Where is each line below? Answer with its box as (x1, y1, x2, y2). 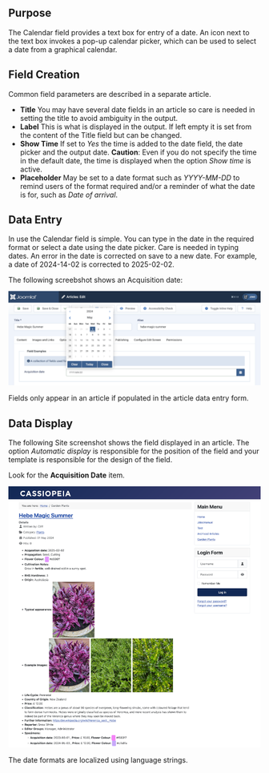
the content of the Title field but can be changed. (19, 130, 183, 139)
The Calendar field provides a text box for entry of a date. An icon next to (8, 27, 250, 37)
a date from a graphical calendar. (8, 44, 118, 54)
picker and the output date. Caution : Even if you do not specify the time (19, 147, 258, 157)
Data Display (8, 417, 74, 430)
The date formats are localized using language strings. (8, 755, 188, 764)
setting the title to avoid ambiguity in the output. (19, 113, 179, 123)
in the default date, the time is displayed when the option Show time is (19, 155, 251, 165)
